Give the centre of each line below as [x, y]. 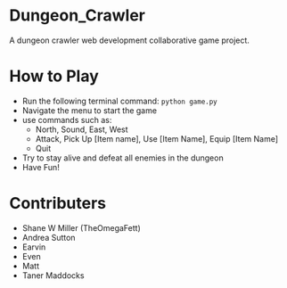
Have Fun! [41, 167]
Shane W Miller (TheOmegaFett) [81, 227]
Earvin [34, 247]
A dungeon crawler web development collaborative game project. [129, 40]
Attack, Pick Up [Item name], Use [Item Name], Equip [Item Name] [157, 138]
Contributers [58, 204]
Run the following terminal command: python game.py [120, 101]
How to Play [54, 76]
